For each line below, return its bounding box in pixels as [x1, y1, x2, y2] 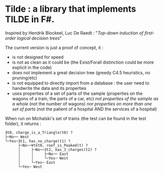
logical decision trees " [17, 35, 62, 41]
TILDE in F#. [5, 14, 54, 25]
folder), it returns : [5, 121, 41, 127]
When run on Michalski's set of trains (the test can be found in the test [5, 115, 146, 121]
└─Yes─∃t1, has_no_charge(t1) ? [5, 138, 71, 144]
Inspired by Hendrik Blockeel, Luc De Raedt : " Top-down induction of [5, 30, 144, 36]
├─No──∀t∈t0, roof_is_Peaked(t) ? [18, 143, 89, 148]
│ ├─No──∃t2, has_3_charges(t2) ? [18, 147, 97, 152]
